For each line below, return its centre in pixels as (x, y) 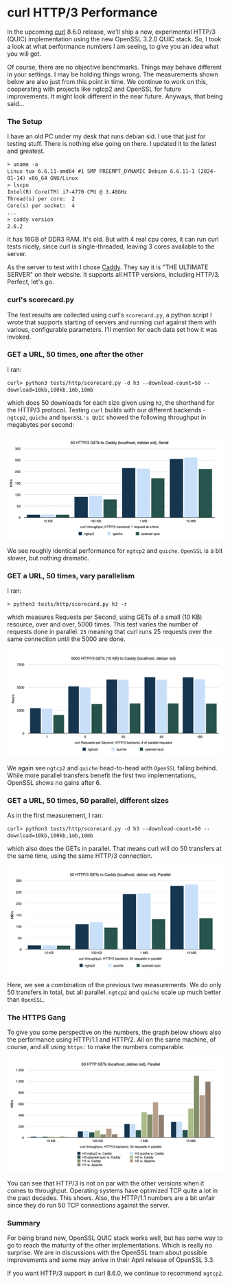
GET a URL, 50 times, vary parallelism (71, 576)
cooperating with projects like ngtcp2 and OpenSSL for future (94, 89)
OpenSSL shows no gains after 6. (54, 782)
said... (16, 103)
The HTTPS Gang (37, 1017)
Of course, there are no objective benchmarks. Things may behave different (114, 67)
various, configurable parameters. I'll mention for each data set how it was (112, 329)
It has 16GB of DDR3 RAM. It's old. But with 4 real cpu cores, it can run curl (113, 240)
